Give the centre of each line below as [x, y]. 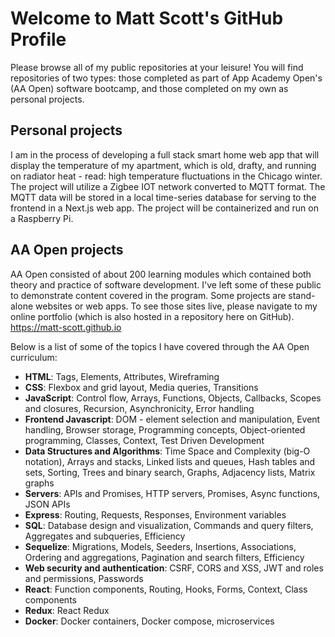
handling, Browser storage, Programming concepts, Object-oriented [165, 429]
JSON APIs [47, 504]
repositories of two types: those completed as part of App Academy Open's [166, 78]
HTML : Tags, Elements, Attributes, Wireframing [122, 376]
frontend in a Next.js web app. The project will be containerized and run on [164, 208]
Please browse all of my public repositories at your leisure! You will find [157, 67]
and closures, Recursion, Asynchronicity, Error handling [139, 408]
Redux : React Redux [67, 610]
